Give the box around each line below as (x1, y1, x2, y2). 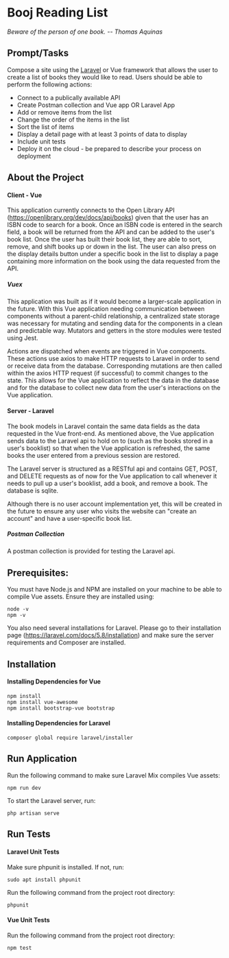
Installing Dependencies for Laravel (7, 719, 111, 727)
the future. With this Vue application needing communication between (7, 305, 205, 313)
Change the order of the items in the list (16, 115, 130, 124)
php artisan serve (7, 810, 60, 817)
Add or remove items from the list (16, 108, 112, 116)
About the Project (7, 172, 84, 183)
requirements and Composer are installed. (7, 638, 126, 646)
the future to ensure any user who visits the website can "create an (7, 506, 197, 515)
